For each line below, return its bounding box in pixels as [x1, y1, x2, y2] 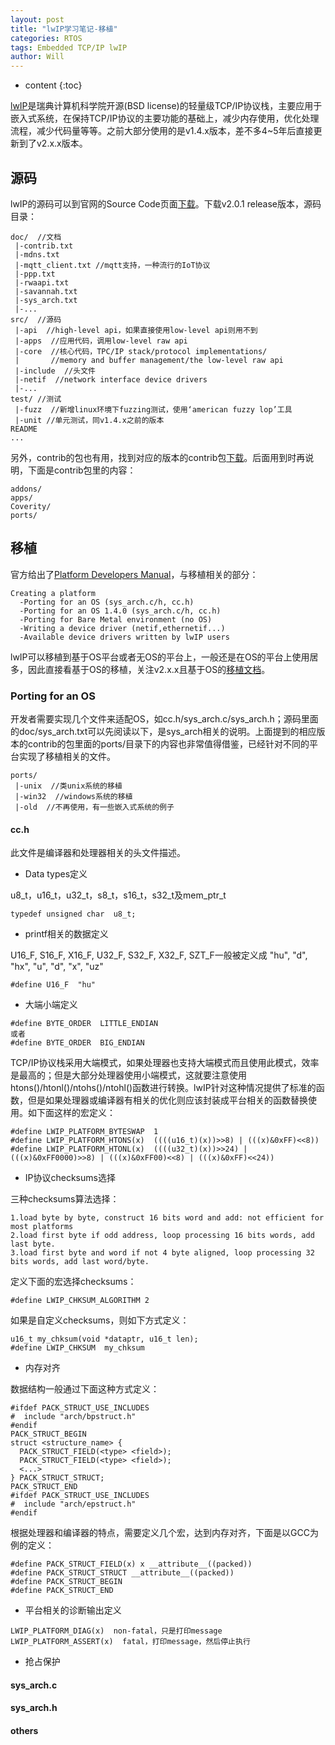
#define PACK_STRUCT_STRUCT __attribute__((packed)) [10, 1568, 235, 1578]
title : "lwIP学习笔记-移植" [10, 24, 118, 34]
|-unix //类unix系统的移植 [14, 781, 123, 791]
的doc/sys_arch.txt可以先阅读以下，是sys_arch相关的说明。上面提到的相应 [10, 726, 317, 738]
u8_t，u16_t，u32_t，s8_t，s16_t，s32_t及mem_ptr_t [10, 889, 227, 901]
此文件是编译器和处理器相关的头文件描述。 [10, 847, 186, 859]
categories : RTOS [10, 33, 83, 43]
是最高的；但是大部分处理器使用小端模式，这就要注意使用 [10, 1069, 247, 1081]
